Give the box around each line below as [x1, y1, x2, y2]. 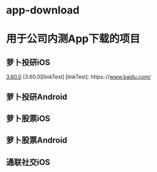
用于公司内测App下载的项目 [6, 32, 141, 46]
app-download [6, 4, 80, 17]
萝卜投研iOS [6, 57, 51, 68]
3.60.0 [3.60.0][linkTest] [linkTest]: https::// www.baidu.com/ [6, 73, 151, 80]
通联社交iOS [6, 157, 51, 167]
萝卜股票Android [6, 136, 68, 146]
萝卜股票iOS [6, 113, 51, 123]
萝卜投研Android [6, 92, 68, 102]
